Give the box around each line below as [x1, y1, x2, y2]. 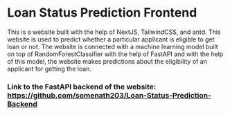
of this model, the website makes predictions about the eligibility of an [7, 57, 208, 65]
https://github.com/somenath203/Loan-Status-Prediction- [7, 90, 211, 100]
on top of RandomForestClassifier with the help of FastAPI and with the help [7, 50, 224, 58]
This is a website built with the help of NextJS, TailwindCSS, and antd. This [7, 28, 221, 36]
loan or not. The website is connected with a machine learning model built [7, 42, 218, 51]
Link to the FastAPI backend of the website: [7, 82, 157, 91]
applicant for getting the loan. [7, 64, 92, 73]
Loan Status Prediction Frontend [7, 5, 197, 21]
